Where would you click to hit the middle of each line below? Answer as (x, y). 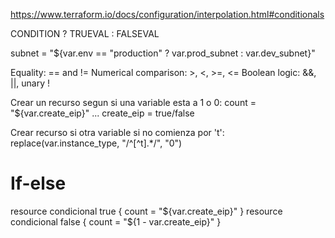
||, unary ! (30, 83)
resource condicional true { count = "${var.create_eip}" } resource (146, 211)
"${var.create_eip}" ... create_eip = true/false (102, 113)
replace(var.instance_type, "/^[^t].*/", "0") (96, 143)
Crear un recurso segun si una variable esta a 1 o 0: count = (133, 102)
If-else (38, 183)
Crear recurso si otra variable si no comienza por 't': (117, 132)
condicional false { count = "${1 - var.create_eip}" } (116, 221)
